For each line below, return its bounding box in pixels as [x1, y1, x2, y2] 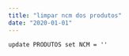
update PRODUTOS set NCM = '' [8, 40, 108, 48]
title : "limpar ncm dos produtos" [8, 11, 123, 20]
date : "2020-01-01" [8, 19, 73, 27]
